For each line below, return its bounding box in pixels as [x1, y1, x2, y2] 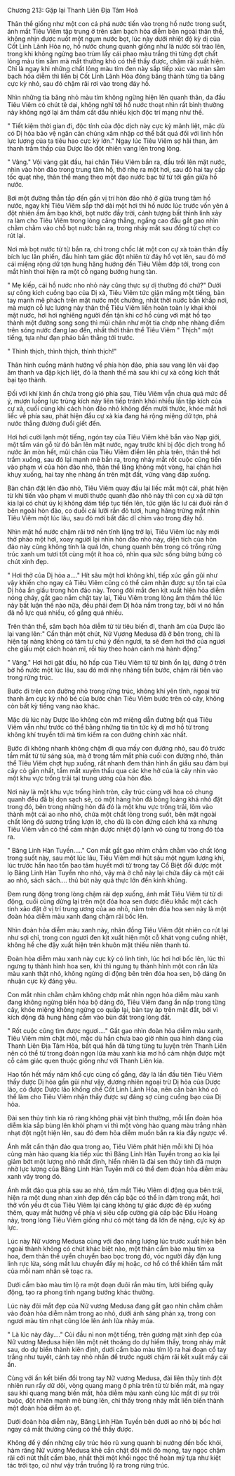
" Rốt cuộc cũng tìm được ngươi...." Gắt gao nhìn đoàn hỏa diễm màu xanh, [7, 1027, 223, 1034]
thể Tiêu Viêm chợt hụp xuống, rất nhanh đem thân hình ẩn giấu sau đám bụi [7, 759, 229, 767]
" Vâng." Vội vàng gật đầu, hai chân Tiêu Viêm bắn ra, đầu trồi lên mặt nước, [7, 158, 227, 166]
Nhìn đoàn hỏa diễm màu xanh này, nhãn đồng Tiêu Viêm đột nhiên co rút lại [7, 926, 229, 934]
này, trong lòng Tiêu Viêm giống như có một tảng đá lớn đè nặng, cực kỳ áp [7, 1216, 226, 1224]
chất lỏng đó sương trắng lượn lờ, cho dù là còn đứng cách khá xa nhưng [7, 818, 217, 826]
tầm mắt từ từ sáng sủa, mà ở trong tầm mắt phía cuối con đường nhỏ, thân [7, 751, 224, 760]
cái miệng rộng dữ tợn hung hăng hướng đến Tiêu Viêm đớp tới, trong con [7, 260, 220, 268]
